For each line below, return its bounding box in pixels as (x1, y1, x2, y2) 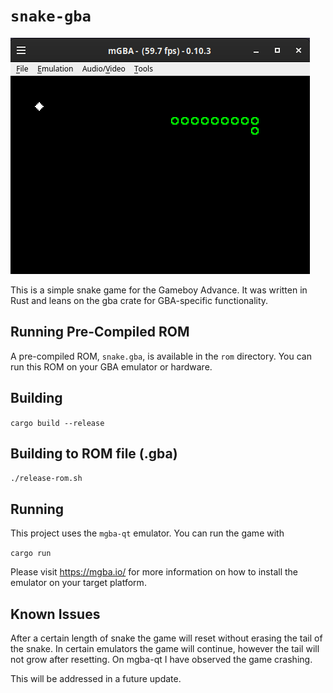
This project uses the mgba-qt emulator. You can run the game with (10, 527, 285, 539)
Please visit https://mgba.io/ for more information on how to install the (10, 566, 298, 578)
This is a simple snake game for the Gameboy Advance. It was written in (10, 284, 308, 296)
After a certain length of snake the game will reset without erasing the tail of (10, 632, 323, 644)
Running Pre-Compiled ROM (10, 324, 190, 341)
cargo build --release (10, 418, 105, 428)
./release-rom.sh (10, 474, 83, 484)
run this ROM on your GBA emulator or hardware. (10, 360, 213, 373)
